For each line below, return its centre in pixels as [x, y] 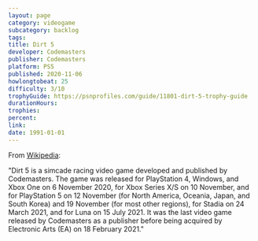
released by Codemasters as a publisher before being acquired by [115, 221]
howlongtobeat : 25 [38, 81]
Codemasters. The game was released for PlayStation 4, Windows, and [123, 179]
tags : [17, 37]
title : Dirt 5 [31, 45]
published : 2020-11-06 [45, 74]
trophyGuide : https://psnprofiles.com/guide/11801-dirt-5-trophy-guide [128, 96]
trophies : [24, 111]
